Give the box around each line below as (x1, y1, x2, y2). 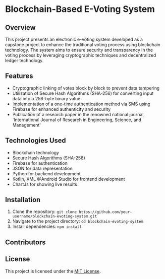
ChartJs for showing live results (12, 181, 78, 187)
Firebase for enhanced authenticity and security (12, 106, 111, 112)
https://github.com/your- (78, 209, 132, 214)
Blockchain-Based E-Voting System (5, 3, 155, 15)
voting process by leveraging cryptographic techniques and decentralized (5, 52, 156, 58)
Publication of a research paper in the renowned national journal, (12, 111, 145, 117)
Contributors (5, 238, 46, 246)
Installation (5, 196, 41, 204)
